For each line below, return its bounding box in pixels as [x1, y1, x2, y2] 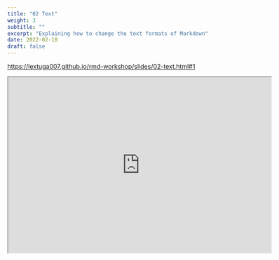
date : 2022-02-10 [7, 37, 58, 44]
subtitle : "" [7, 23, 46, 30]
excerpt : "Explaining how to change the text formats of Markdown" [7, 30, 209, 37]
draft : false [7, 43, 46, 50]
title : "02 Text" [7, 10, 58, 18]
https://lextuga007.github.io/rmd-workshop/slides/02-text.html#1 [7, 63, 196, 70]
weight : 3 [7, 17, 36, 24]
